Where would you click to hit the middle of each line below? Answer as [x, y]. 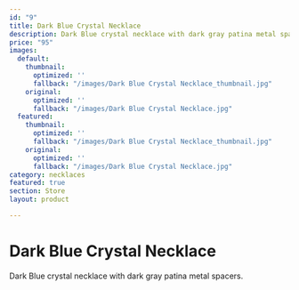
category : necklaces [48, 174]
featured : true [37, 183]
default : [33, 59]
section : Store [37, 191]
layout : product [39, 200]
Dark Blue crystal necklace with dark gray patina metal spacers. [126, 276]
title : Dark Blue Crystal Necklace [75, 26]
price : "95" [31, 42]
